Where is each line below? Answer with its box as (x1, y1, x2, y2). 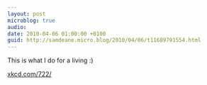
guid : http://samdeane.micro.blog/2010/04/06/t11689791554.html (7, 37, 201, 44)
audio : (7, 23, 27, 30)
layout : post (7, 10, 46, 18)
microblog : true (7, 17, 55, 24)
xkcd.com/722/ (7, 70, 52, 79)
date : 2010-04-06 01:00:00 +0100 (7, 30, 106, 38)
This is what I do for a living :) (7, 56, 94, 64)
